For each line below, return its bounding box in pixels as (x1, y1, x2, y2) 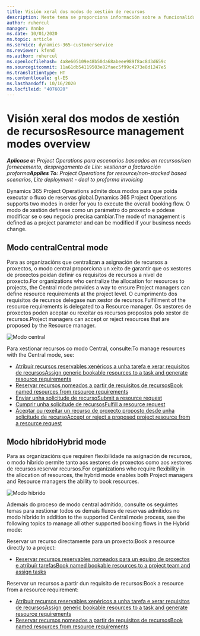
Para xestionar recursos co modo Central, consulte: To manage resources (7, 345, 186, 352)
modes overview (7, 138, 91, 151)
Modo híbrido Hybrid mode (7, 437, 107, 447)
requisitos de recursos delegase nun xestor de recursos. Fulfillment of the (7, 296, 186, 304)
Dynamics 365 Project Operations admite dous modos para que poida (7, 187, 177, 194)
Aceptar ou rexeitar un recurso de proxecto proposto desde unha (15, 407, 175, 414)
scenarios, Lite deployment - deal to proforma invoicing (7, 176, 143, 183)
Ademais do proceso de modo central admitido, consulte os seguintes (7, 501, 178, 508)
